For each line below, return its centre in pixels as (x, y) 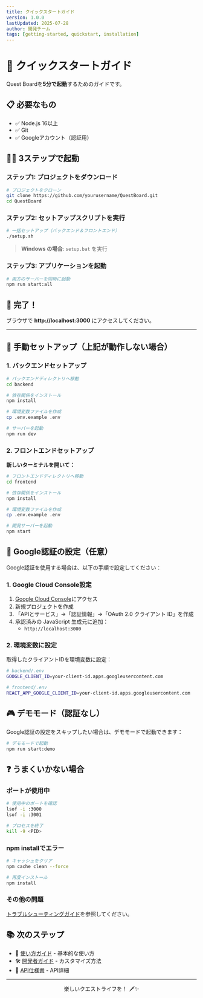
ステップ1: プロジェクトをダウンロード (62, 177)
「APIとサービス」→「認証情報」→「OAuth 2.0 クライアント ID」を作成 (105, 614)
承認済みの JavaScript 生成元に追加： (62, 622)
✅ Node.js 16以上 (37, 123)
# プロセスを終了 (25, 826)
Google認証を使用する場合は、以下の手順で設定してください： (84, 567)
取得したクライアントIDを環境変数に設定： (59, 659)
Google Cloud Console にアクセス (56, 599)
